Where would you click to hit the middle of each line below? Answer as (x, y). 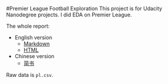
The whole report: (28, 26)
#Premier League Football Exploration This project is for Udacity (84, 9)
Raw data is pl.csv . (30, 75)
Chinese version (35, 56)
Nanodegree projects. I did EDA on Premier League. (69, 15)
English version (33, 37)
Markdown (37, 44)
